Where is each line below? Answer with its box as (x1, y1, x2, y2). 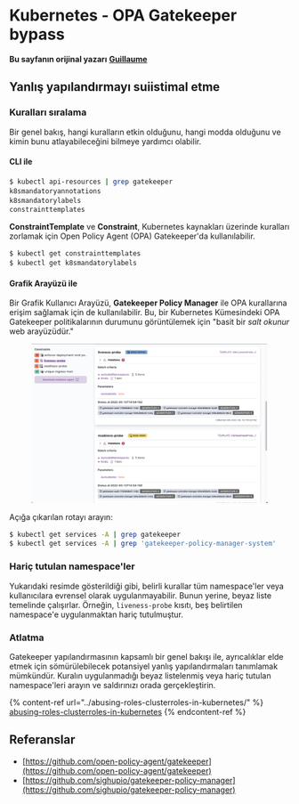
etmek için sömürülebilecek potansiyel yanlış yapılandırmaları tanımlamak (9, 661, 279, 671)
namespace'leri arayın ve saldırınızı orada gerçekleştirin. (9, 679, 216, 690)
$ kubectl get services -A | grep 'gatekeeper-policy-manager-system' (9, 540, 277, 548)
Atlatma (9, 631, 44, 644)
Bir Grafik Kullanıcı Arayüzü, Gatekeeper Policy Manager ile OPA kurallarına (9, 297, 287, 308)
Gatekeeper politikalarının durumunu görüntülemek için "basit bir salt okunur (9, 317, 290, 328)
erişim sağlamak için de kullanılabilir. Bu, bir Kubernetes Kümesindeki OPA (9, 307, 280, 318)
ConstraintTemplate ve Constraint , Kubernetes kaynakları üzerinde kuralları (9, 222, 290, 232)
